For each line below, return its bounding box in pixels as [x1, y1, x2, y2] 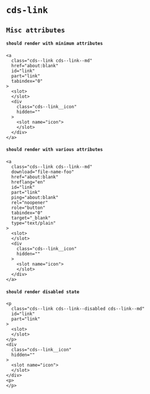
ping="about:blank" [11, 194, 59, 200]
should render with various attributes [6, 147, 103, 153]
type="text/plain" [11, 220, 57, 226]
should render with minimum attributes [6, 40, 103, 47]
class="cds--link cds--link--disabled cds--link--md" [11, 306, 145, 312]
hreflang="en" [11, 179, 46, 185]
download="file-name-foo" [11, 169, 75, 174]
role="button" [11, 204, 46, 211]
